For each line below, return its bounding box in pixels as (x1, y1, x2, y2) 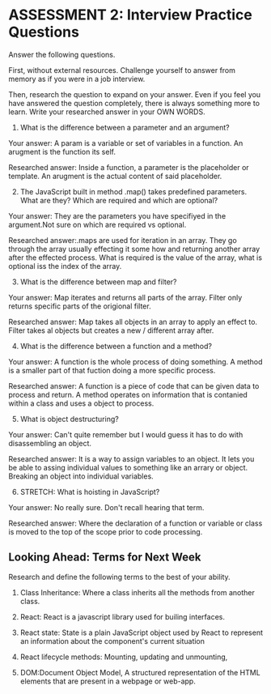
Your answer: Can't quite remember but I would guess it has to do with (8, 429, 243, 439)
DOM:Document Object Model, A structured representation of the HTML (19, 667, 260, 677)
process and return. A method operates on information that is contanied (8, 390, 248, 399)
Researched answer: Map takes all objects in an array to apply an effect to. (8, 317, 257, 326)
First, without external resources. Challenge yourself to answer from (8, 65, 236, 75)
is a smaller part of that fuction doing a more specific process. (8, 365, 216, 375)
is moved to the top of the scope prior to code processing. (8, 526, 203, 536)
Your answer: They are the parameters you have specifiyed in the (8, 211, 227, 220)
